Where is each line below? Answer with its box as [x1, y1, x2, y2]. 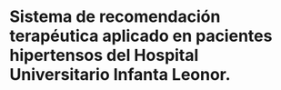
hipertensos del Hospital [9, 45, 199, 65]
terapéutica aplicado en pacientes [9, 25, 273, 46]
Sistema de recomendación [9, 6, 221, 27]
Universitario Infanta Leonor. [9, 65, 231, 85]
